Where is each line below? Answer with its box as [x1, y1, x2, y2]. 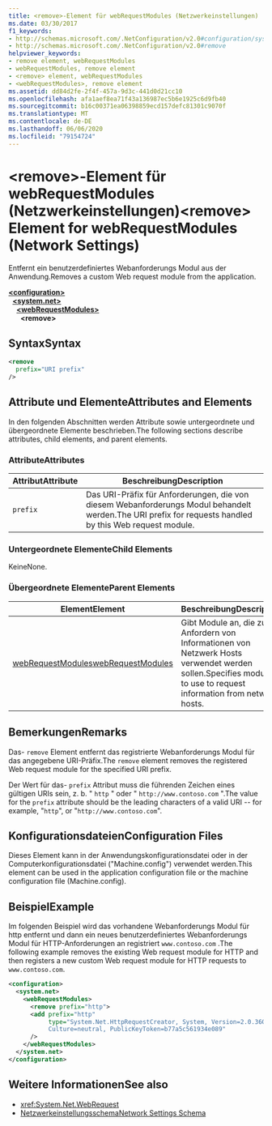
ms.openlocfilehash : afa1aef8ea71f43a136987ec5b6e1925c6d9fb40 [8, 95, 227, 103]
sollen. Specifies [181, 667, 241, 679]
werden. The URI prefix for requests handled [86, 510, 253, 521]
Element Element [60, 603, 125, 614]
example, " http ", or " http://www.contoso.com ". [8, 805, 163, 815]
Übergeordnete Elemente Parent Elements [8, 582, 176, 594]
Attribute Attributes [8, 454, 85, 466]
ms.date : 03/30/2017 [8, 19, 79, 28]
